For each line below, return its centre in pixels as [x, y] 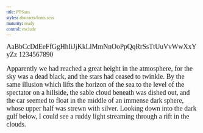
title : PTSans [18, 12]
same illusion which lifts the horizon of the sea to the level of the [95, 84]
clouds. [16, 124]
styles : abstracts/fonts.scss [30, 18]
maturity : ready [20, 23]
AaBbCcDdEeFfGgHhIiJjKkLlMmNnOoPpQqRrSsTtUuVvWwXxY [101, 47]
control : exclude [21, 29]
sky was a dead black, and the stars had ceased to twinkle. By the [95, 77]
